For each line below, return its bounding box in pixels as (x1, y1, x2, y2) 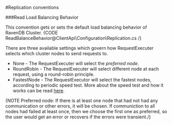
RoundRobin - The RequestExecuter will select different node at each (12, 66, 159, 72)
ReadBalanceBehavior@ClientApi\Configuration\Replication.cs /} (5, 35, 142, 41)
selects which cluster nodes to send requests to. (5, 51, 108, 56)
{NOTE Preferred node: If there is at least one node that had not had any (5, 97, 158, 103)
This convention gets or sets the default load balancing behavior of (5, 24, 147, 30)
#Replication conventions (5, 5, 59, 10)
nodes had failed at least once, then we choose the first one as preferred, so (5, 109, 167, 114)
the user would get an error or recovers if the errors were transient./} (5, 114, 151, 120)
